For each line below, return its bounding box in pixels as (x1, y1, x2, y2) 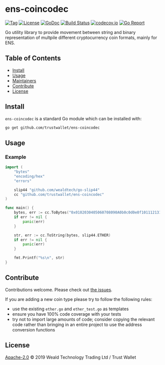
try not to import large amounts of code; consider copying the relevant (12, 316, 155, 322)
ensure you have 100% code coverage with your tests (12, 311, 121, 317)
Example (5, 153, 27, 160)
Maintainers (12, 77, 36, 83)
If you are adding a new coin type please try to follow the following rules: (5, 296, 152, 302)
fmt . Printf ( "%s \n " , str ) (14, 255, 65, 260)
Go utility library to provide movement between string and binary (5, 29, 136, 35)
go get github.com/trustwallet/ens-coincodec (5, 125, 100, 130)
